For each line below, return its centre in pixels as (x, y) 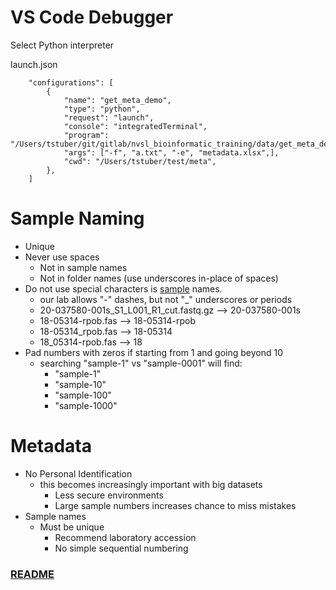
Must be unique (72, 527)
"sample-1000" (86, 405)
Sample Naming (77, 218)
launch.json (34, 64)
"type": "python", (102, 109)
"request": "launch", (109, 117)
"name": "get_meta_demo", (117, 100)
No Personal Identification (78, 473)
